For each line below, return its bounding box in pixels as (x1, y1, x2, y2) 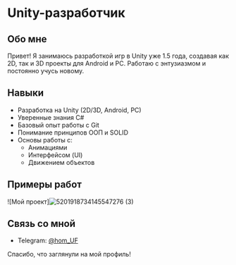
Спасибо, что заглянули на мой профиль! (7, 250, 132, 259)
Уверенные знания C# (17, 113, 85, 121)
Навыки (7, 87, 44, 99)
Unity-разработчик (7, 5, 125, 21)
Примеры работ (7, 178, 82, 191)
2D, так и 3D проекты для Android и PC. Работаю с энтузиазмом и (7, 59, 206, 68)
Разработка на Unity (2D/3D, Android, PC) (17, 106, 142, 114)
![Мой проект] (7, 197, 49, 206)
